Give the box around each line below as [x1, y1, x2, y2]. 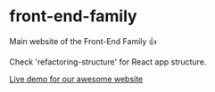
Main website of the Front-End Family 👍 [9, 35, 158, 46]
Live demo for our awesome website [9, 73, 144, 84]
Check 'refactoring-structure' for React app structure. [9, 56, 207, 67]
